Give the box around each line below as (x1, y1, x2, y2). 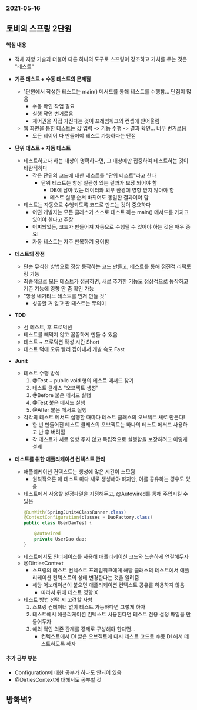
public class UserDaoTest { (23, 520, 92, 526)
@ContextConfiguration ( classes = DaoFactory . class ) (23, 515, 153, 521)
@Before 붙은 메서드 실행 (32, 391, 91, 398)
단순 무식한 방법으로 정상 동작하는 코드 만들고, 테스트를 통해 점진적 (23, 263, 176, 270)
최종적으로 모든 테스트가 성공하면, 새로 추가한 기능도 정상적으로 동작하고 (23, 278, 189, 285)
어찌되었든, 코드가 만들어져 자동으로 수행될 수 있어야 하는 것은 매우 (32, 223, 185, 230)
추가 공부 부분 (6, 655, 37, 662)
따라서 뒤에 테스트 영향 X (41, 588, 98, 595)
